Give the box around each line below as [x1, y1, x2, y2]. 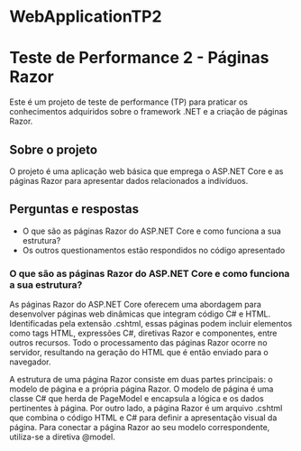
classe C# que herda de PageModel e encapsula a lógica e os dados [9, 393, 264, 404]
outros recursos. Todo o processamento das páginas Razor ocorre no [9, 337, 268, 348]
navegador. [9, 356, 51, 367]
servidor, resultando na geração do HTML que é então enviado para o [9, 347, 269, 358]
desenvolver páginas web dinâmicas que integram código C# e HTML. [9, 308, 271, 319]
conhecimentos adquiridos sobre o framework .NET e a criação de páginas [9, 106, 288, 117]
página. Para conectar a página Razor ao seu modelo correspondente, [9, 422, 270, 433]
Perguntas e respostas [9, 201, 140, 217]
